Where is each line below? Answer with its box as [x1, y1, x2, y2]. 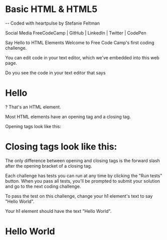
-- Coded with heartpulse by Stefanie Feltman [5, 20, 100, 26]
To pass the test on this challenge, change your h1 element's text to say [5, 193, 153, 199]
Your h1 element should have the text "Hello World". [5, 208, 112, 214]
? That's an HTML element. [5, 104, 61, 110]
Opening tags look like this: [5, 123, 62, 129]
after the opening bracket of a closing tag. [5, 163, 92, 169]
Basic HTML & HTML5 [5, 4, 98, 15]
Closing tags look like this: [5, 141, 117, 153]
